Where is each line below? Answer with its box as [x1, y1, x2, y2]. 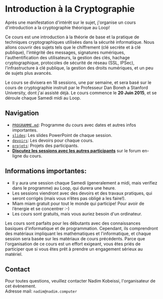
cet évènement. [5, 283, 36, 289]
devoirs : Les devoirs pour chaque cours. [12, 137, 94, 143]
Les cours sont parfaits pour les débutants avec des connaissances [5, 220, 141, 226]
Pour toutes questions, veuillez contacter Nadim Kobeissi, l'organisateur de [5, 278, 156, 284]
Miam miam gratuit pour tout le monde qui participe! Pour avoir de [12, 200, 145, 206]
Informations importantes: [5, 167, 87, 175]
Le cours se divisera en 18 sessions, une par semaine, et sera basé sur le [5, 79, 152, 85]
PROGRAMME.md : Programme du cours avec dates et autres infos [12, 122, 136, 128]
